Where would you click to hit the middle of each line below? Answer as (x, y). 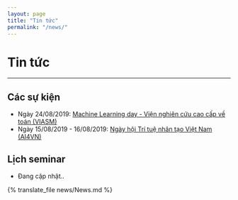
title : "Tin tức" (33, 21)
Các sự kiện (34, 97)
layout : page (27, 14)
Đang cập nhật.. (41, 176)
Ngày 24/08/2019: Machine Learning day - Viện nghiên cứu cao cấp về (121, 114)
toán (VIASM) (37, 122)
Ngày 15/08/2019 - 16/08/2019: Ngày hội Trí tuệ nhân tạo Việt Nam (115, 129)
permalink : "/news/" (38, 27)
